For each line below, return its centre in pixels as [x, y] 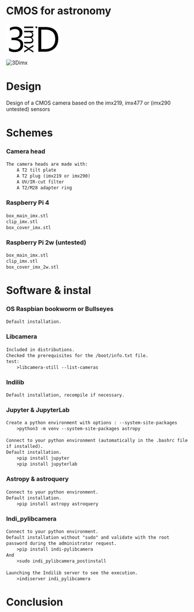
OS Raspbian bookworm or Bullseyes [60, 309]
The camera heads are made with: [47, 164]
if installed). [25, 447]
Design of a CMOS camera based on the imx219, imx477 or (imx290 [88, 103]
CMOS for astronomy [59, 11]
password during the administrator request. [61, 543]
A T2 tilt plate [37, 170]
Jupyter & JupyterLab [38, 410]
